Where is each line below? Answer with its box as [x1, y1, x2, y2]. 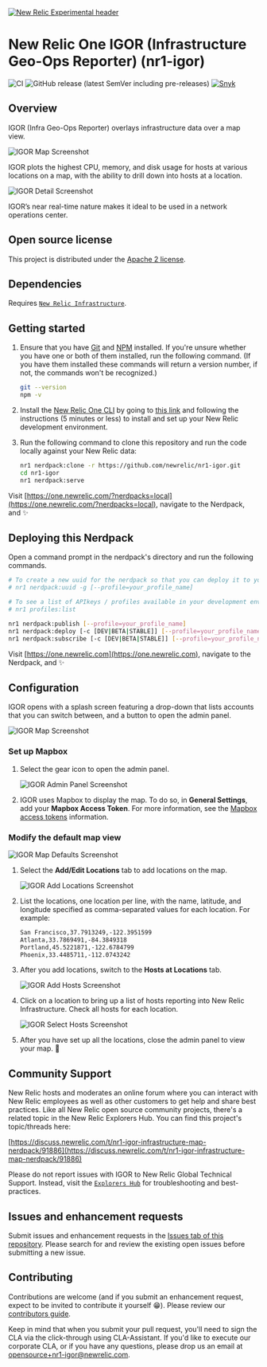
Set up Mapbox [8, 746, 68, 757]
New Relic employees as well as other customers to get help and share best [8, 1096, 257, 1107]
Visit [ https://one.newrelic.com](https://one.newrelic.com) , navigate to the [8, 649, 252, 659]
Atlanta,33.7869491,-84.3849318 [19, 936, 127, 944]
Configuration [8, 681, 79, 695]
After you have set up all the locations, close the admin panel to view [19, 1036, 246, 1045]
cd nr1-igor [19, 468, 60, 477]
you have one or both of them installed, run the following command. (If [19, 351, 251, 361]
